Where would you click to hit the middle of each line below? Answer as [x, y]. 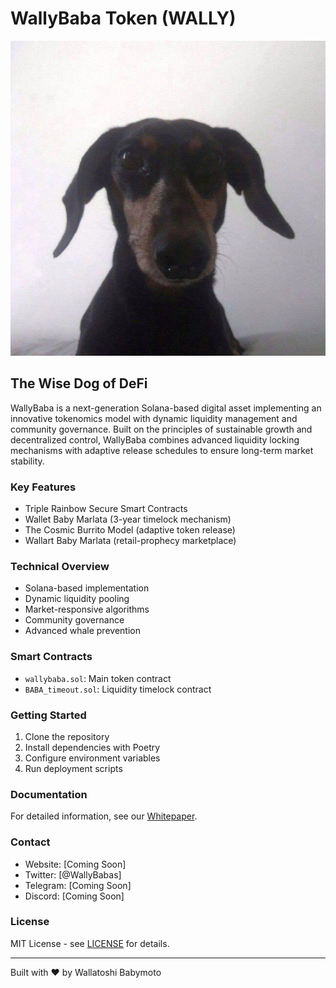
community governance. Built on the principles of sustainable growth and [161, 429]
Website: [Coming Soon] [75, 864]
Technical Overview [60, 566]
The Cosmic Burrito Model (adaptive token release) [130, 530]
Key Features [43, 487]
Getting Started [48, 715]
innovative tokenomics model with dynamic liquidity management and [154, 418]
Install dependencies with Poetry [92, 747]
